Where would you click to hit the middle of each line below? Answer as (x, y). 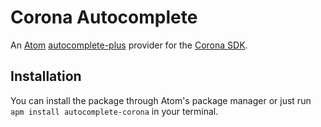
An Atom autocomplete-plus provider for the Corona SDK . (129, 45)
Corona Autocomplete (104, 17)
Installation (46, 76)
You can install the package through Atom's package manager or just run (161, 100)
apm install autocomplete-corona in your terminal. (114, 111)
